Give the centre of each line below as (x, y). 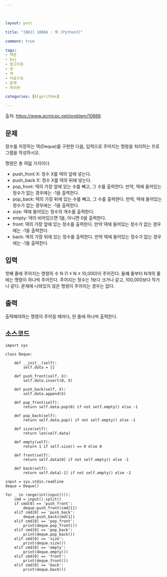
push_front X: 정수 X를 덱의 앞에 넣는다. (52, 174)
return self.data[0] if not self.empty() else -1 (76, 460)
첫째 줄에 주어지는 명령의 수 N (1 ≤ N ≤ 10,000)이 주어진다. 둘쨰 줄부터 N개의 (80, 273)
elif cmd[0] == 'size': (39, 539)
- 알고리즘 (15, 64)
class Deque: (19, 355)
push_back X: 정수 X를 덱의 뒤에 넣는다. (52, 180)
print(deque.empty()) (46, 552)
